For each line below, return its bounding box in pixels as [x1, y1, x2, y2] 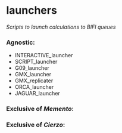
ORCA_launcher [14, 83, 54, 91]
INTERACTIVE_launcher [14, 52, 73, 59]
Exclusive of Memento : [6, 105, 74, 113]
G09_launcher [14, 64, 49, 72]
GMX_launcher [14, 71, 52, 78]
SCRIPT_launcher [14, 58, 58, 66]
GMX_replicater [14, 77, 54, 84]
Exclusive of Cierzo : [6, 120, 65, 129]
